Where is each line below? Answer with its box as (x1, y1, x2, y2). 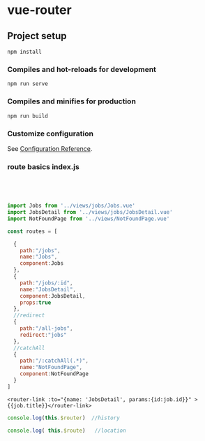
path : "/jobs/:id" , (20, 279, 73, 287)
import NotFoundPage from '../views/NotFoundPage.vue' (7, 215, 170, 222)
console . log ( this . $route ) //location (7, 427, 127, 434)
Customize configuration (7, 129, 94, 138)
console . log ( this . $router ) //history (7, 414, 120, 421)
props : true (20, 299, 52, 306)
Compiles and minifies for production (7, 96, 136, 106)
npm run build (7, 113, 49, 120)
